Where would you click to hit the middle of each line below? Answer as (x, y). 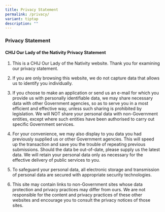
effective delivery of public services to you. (56, 160)
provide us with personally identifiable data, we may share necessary (82, 98)
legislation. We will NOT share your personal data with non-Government (85, 114)
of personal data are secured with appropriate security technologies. (82, 175)
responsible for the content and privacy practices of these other (77, 195)
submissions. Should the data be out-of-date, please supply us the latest (86, 150)
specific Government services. (43, 124)
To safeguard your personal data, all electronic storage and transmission (86, 170)
